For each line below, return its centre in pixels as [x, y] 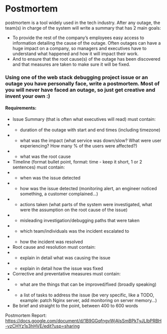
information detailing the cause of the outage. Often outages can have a [86, 43]
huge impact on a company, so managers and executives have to [79, 48]
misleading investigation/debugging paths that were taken [80, 221]
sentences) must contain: [38, 167]
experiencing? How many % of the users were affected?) [78, 146]
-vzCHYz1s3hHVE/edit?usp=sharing [42, 326]
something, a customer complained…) [59, 194]
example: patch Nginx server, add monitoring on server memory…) [88, 300]
